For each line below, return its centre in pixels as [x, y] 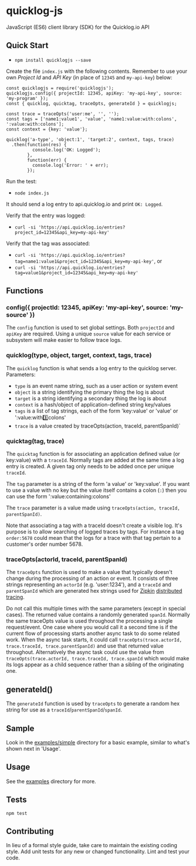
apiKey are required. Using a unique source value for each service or [89, 334]
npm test [17, 813]
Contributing [30, 831]
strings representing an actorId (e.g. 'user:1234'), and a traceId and [89, 585]
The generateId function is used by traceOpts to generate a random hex [93, 704]
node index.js [32, 193]
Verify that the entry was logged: [46, 215]
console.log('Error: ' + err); [70, 165]
